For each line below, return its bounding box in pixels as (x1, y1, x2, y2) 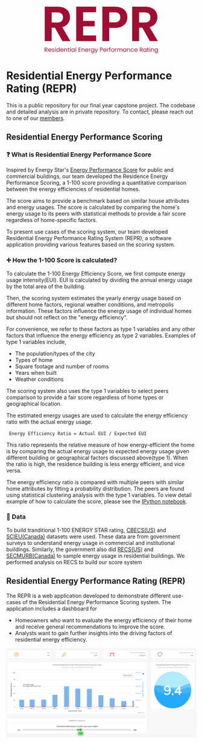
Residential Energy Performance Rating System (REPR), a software (6, 235, 172, 242)
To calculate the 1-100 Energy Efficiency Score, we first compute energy (6, 270, 186, 277)
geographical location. (6, 400, 62, 407)
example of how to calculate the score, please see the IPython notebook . (6, 497, 188, 505)
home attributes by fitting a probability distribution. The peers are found (6, 485, 185, 492)
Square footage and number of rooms (14, 363, 109, 370)
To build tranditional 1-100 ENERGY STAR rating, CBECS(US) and (6, 526, 167, 534)
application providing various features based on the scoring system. (6, 241, 175, 248)
